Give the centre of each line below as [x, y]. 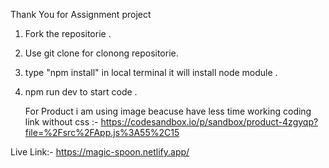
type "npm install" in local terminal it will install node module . [151, 72]
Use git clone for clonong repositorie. [101, 53]
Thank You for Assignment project [81, 14]
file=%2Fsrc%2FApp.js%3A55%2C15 [102, 132]
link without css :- [61, 122]
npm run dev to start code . [81, 92]
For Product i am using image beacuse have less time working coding [168, 111]
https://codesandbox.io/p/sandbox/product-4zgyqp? [209, 122]
